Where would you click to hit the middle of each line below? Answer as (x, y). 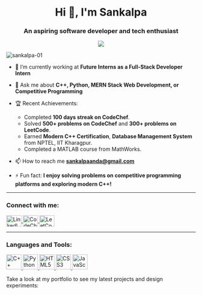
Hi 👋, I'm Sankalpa (101, 12)
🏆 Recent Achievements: (46, 103)
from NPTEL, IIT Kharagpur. (58, 143)
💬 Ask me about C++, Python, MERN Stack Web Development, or (97, 85)
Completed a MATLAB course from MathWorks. (83, 149)
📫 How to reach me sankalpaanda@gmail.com (75, 161)
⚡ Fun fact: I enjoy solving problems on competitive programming (98, 175)
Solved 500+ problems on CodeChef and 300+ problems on (100, 124)
